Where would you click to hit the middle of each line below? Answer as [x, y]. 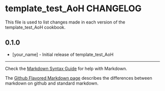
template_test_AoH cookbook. [35, 27]
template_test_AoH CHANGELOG [73, 9]
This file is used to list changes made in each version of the [65, 22]
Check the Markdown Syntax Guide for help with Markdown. [66, 68]
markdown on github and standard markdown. [52, 83]
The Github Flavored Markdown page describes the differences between [79, 78]
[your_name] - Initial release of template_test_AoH [63, 54]
